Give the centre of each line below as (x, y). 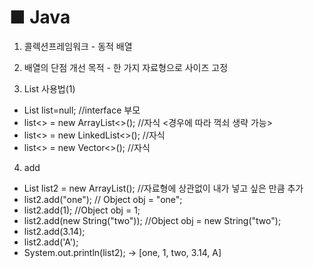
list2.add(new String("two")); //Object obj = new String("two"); (152, 220)
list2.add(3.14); (54, 231)
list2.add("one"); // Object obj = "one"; (103, 199)
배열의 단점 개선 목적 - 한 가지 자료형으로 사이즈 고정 (126, 67)
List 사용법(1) (49, 88)
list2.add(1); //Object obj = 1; (82, 210)
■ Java (40, 17)
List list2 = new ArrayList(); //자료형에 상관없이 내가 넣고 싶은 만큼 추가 (163, 188)
